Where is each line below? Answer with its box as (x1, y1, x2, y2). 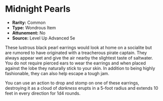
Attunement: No (12, 30, 46, 36)
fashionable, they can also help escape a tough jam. (5, 70, 109, 76)
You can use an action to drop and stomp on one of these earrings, (5, 80, 140, 86)
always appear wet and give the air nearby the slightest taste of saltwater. (5, 55, 153, 61)
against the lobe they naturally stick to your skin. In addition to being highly (5, 65, 156, 71)
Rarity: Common (12, 20, 46, 25)
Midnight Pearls (5, 3, 71, 15)
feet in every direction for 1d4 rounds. (5, 90, 81, 96)
